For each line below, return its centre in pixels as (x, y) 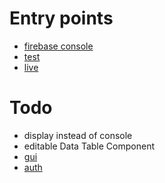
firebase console (58, 46)
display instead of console (78, 135)
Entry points (61, 18)
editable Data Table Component (89, 146)
